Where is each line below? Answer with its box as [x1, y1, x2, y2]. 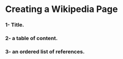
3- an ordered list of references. [5, 48, 85, 55]
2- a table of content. [5, 35, 58, 42]
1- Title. [5, 21, 24, 28]
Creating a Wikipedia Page [5, 3, 118, 15]
